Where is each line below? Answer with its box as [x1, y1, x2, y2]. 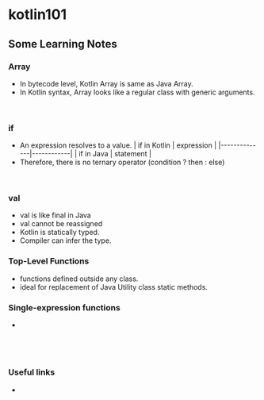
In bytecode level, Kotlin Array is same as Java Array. [19, 79, 194, 88]
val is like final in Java [19, 210, 91, 220]
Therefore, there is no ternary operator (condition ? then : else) [19, 157, 225, 167]
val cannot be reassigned [19, 219, 103, 229]
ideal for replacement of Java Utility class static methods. [19, 282, 209, 291]
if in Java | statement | [78, 149, 152, 159]
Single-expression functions [8, 302, 121, 313]
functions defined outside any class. [19, 274, 139, 283]
